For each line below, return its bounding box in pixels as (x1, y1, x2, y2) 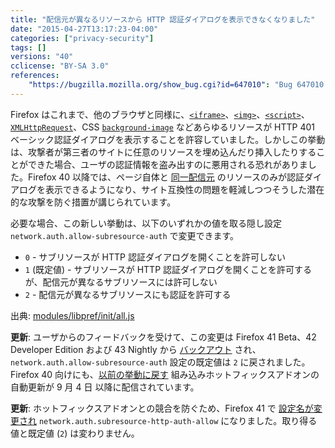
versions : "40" (10, 52, 74, 62)
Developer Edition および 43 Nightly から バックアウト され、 (10, 343, 262, 355)
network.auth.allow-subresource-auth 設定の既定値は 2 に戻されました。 (10, 356, 311, 368)
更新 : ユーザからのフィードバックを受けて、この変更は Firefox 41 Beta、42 (10, 331, 317, 343)
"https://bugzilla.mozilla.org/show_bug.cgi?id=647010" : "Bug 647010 (28, 80, 325, 90)
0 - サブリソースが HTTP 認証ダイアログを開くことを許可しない (24, 251, 286, 263)
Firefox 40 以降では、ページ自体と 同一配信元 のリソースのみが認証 (27, 171, 305, 183)
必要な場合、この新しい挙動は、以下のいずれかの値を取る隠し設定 (10, 217, 282, 229)
